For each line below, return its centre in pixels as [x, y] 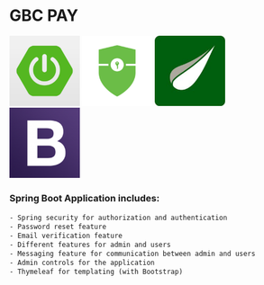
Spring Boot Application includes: [85, 198]
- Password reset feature [58, 227]
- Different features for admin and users [90, 245]
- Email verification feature [66, 236]
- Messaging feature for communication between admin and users [132, 254]
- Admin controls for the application [82, 263]
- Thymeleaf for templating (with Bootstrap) [96, 272]
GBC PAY [44, 16]
